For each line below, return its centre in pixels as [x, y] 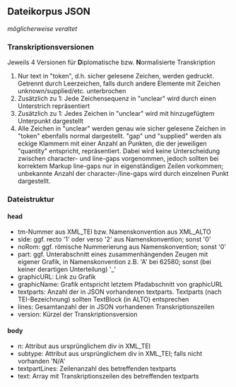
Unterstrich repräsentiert [54, 106]
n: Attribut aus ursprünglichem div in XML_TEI [84, 346]
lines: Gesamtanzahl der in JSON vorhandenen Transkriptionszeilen [116, 307]
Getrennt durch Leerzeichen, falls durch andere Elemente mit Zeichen [119, 83]
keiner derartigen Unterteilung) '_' [67, 269]
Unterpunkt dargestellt [50, 121]
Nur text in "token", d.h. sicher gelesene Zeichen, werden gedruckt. [116, 76]
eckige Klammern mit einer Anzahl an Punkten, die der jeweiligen [112, 143]
